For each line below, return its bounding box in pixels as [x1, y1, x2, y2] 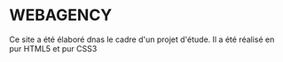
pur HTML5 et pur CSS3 [9, 43, 98, 53]
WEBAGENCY [9, 5, 113, 25]
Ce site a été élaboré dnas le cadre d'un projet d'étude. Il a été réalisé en [9, 34, 275, 45]
